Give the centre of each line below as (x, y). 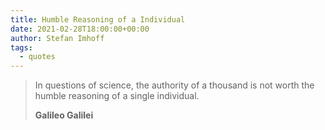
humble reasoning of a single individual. (117, 96)
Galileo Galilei (64, 115)
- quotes (37, 57)
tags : (21, 47)
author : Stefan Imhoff (57, 38)
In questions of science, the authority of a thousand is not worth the (174, 85)
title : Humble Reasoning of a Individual (98, 19)
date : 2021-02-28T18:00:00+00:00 (80, 29)
